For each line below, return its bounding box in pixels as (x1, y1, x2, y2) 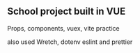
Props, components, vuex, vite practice (7, 24, 120, 32)
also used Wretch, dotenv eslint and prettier (7, 38, 133, 46)
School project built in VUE (7, 6, 126, 17)
